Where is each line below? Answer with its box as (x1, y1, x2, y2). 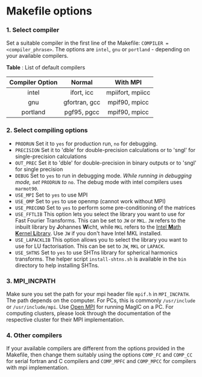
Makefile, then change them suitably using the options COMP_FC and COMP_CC (6, 351, 193, 358)
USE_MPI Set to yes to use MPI (14, 191, 88, 198)
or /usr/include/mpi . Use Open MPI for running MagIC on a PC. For (6, 303, 174, 311)
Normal (71, 78, 93, 87)
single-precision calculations (14, 153, 87, 160)
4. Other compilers (6, 331, 62, 339)
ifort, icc (70, 89, 94, 97)
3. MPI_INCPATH (6, 276, 56, 285)
